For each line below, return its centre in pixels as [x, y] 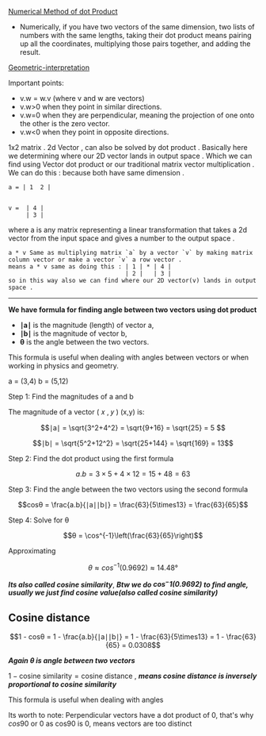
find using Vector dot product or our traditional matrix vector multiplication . [131, 164]
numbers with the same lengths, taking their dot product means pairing [135, 35]
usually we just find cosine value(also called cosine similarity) [113, 593]
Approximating [32, 551]
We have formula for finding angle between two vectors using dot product [133, 310]
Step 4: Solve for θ [39, 520]
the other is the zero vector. [65, 123]
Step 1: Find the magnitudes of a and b [71, 397]
